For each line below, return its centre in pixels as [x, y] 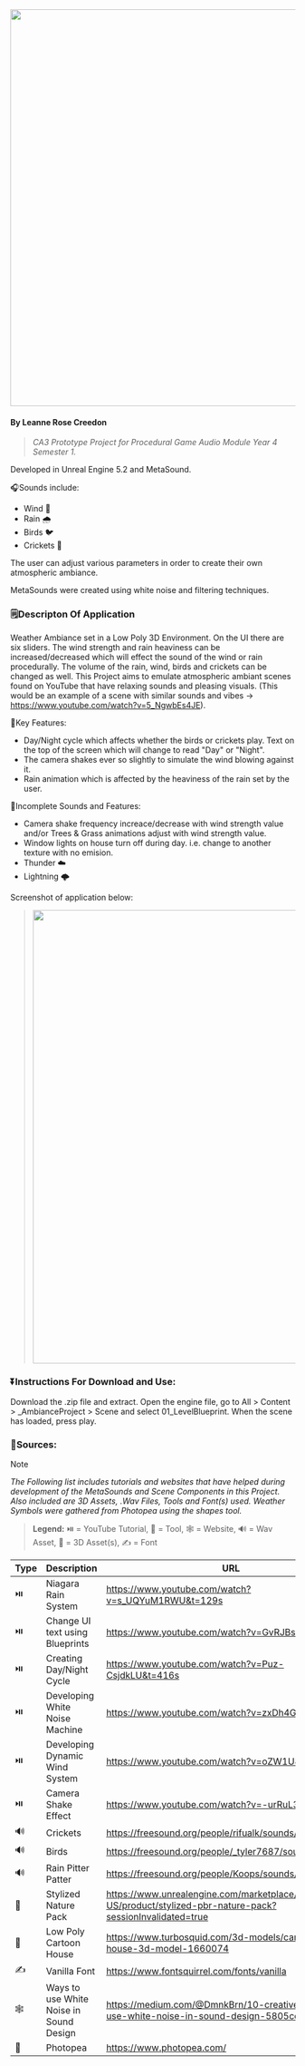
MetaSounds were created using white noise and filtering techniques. [140, 590]
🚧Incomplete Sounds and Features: [76, 805]
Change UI [68, 1621]
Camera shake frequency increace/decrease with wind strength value [153, 823]
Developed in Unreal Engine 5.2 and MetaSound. [101, 470]
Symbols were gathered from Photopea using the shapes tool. [126, 1511]
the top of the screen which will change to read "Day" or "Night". [144, 750]
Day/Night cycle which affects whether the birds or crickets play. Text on [159, 740]
